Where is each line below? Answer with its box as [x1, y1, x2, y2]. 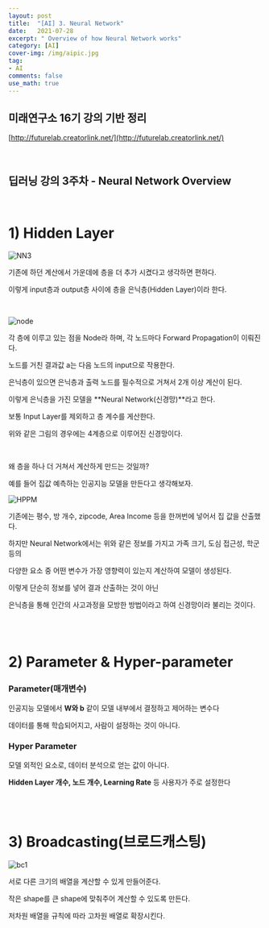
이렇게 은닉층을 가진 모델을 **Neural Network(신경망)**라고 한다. [8, 394, 216, 404]
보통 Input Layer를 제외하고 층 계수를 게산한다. [8, 412, 155, 422]
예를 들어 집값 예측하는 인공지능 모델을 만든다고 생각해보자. [8, 479, 193, 489]
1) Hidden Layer [8, 224, 114, 243]
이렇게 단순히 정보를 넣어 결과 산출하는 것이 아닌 [8, 583, 159, 593]
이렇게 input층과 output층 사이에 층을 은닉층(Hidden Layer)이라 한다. [8, 285, 227, 294]
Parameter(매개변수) [8, 683, 87, 694]
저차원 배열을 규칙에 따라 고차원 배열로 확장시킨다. [8, 910, 166, 920]
